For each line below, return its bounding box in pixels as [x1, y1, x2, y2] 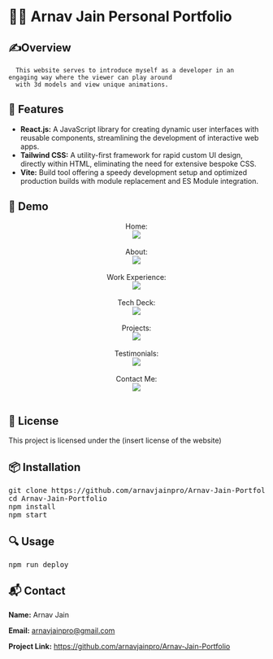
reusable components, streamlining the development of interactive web [19, 133, 259, 142]
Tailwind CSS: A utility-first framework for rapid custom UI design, [19, 150, 244, 159]
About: [125, 247, 148, 256]
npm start [8, 510, 47, 520]
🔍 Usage [8, 535, 55, 548]
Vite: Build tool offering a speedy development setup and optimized [19, 167, 248, 177]
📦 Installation [8, 460, 81, 474]
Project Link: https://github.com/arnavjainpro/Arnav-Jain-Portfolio [8, 641, 231, 651]
